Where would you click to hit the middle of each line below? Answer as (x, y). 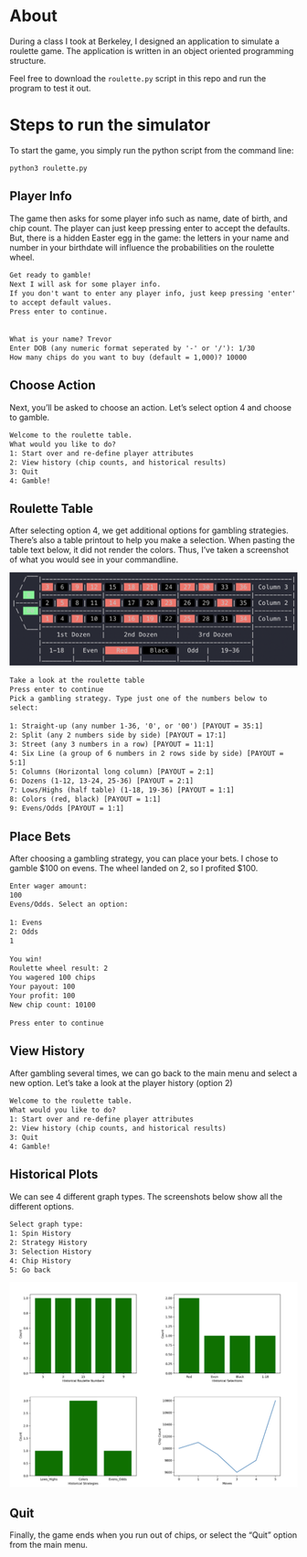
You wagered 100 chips (53, 978)
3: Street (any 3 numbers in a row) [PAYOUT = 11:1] (112, 745)
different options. (42, 1206)
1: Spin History (40, 1233)
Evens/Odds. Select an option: (69, 905)
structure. (28, 60)
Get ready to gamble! (51, 275)
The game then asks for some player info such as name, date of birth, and (148, 218)
